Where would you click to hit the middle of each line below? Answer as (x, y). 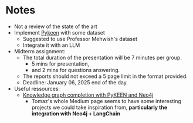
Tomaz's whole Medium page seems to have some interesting (106, 101)
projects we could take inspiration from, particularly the (99, 107)
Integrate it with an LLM (51, 45)
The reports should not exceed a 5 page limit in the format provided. (105, 76)
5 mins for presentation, (60, 64)
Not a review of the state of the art (55, 26)
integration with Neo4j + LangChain (76, 113)
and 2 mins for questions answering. (76, 70)
